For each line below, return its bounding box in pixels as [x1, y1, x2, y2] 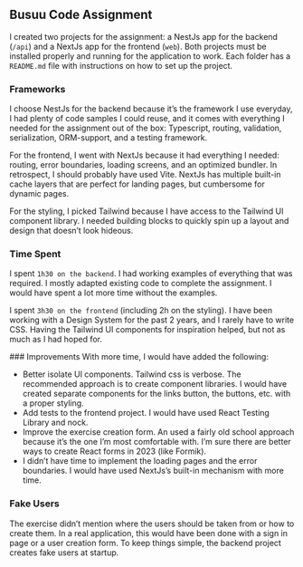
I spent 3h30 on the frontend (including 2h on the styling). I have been [9, 305, 273, 316]
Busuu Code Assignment [9, 7, 153, 23]
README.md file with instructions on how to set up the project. [9, 60, 233, 71]
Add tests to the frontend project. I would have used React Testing [22, 408, 270, 418]
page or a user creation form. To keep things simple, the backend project [9, 537, 282, 548]
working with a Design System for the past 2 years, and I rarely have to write [9, 314, 295, 325]
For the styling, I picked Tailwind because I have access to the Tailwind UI [9, 206, 284, 216]
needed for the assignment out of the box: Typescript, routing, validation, [9, 122, 282, 134]
